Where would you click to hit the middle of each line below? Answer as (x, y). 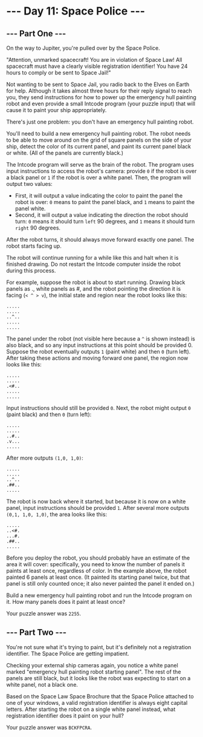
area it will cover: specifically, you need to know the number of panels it (96, 564)
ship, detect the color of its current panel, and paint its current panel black (99, 146)
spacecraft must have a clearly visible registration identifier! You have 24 (97, 66)
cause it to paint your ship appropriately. (56, 110)
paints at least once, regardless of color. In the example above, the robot (97, 571)
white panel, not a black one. (42, 684)
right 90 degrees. (38, 228)
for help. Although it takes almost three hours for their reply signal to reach (99, 91)
